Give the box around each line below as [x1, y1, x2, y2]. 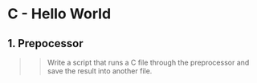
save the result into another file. [47, 66, 153, 76]
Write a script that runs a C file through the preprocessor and [47, 57, 250, 67]
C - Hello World [7, 5, 112, 23]
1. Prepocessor [7, 37, 84, 50]
